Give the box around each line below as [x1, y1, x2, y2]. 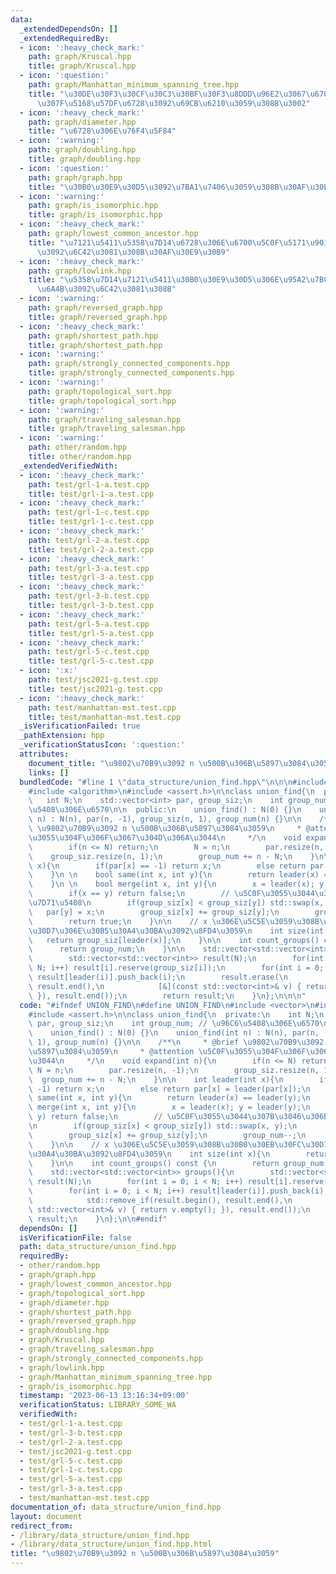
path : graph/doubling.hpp [28, 145, 137, 155]
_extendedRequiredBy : [19, 33, 110, 43]
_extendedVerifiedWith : [19, 461, 118, 471]
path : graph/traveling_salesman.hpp [28, 414, 182, 425]
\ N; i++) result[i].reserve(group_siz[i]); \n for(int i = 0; [28, 963, 325, 973]
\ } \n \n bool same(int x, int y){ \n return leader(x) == [28, 870, 333, 880]
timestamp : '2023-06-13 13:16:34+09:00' [19, 1391, 190, 1401]
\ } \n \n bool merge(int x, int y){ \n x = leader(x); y [28, 879, 325, 890]
